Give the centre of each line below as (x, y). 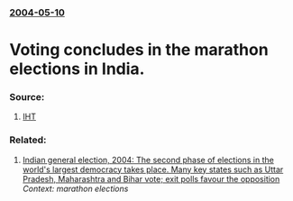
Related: (28, 140)
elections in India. (77, 69)
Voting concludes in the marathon (139, 50)
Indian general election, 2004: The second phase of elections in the (148, 160)
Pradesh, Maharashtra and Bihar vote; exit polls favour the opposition (151, 178)
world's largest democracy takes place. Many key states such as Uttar (153, 169)
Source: (27, 97)
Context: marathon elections (75, 188)
